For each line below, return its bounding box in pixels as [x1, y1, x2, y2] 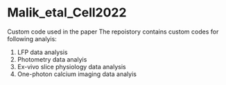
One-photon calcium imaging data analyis [17, 70, 137, 78]
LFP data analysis [17, 48, 68, 56]
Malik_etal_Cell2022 [7, 5, 127, 21]
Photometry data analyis [17, 55, 87, 63]
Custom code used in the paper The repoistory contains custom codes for [7, 27, 219, 36]
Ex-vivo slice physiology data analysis [17, 62, 126, 71]
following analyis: [7, 34, 57, 42]
